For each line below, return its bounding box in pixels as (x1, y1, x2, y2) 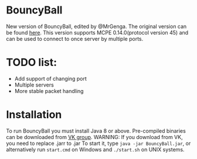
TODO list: (6, 56, 57, 69)
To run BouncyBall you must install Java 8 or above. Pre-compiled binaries (6, 127, 186, 134)
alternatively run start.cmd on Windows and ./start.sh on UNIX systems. (6, 146, 185, 153)
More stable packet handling (14, 87, 84, 94)
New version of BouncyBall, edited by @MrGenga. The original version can (6, 23, 187, 30)
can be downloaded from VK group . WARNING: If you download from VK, (6, 133, 183, 140)
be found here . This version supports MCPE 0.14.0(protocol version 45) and (6, 29, 189, 36)
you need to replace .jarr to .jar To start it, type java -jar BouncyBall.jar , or (6, 140, 191, 147)
